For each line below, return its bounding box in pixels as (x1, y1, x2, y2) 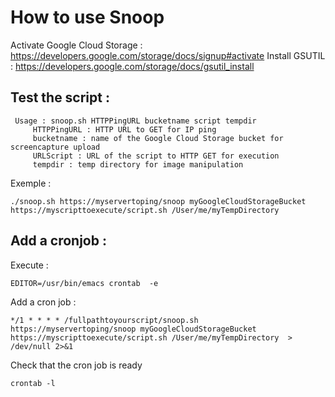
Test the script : (10, 89, 110, 106)
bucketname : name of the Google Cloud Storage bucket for (32, 133, 284, 143)
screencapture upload (10, 142, 101, 152)
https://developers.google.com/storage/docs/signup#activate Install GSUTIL (10, 49, 326, 61)
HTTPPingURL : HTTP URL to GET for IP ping (32, 124, 217, 135)
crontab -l (10, 378, 56, 388)
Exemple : (10, 177, 52, 189)
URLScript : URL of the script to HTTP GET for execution (32, 151, 280, 161)
